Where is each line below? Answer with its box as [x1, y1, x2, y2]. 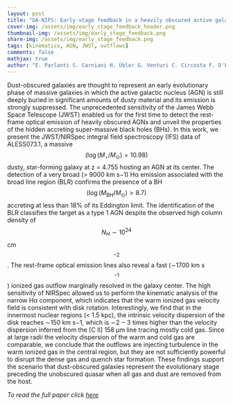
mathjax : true [7, 56, 49, 62]
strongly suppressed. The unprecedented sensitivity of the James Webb [7, 103, 214, 111]
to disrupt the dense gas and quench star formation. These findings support [7, 355, 224, 363]
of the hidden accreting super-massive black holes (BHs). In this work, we [7, 125, 218, 133]
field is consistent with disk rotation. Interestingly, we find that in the [7, 303, 202, 312]
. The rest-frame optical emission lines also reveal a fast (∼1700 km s [7, 261, 205, 269]
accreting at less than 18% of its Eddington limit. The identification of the [7, 201, 215, 210]
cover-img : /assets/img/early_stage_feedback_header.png [7, 23, 175, 30]
